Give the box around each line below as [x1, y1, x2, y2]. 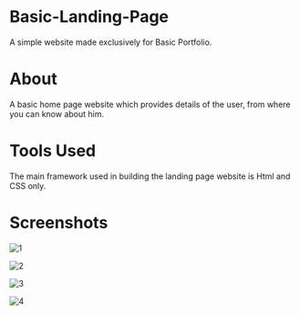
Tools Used [9, 141, 97, 162]
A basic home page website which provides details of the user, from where [9, 99, 291, 110]
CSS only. [9, 180, 47, 191]
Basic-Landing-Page [9, 6, 170, 27]
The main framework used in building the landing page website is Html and [9, 171, 291, 182]
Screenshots [9, 213, 109, 233]
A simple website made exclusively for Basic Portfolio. [9, 37, 212, 47]
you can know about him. [9, 108, 105, 120]
